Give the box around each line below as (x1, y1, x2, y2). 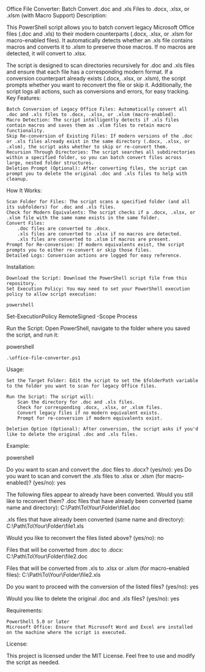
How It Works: (6, 187, 42, 194)
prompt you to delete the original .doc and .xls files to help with (6, 171, 188, 177)
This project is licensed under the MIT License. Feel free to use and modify (6, 652, 195, 659)
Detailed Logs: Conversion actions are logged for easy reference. (6, 252, 182, 259)
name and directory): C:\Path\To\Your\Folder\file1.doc (6, 504, 141, 511)
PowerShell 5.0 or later (6, 619, 70, 625)
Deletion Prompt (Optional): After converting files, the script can (6, 165, 188, 171)
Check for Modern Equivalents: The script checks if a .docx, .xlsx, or (6, 209, 196, 216)
